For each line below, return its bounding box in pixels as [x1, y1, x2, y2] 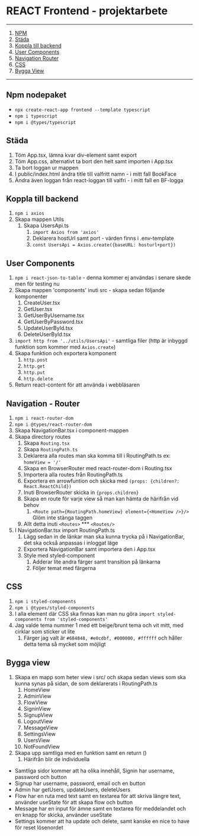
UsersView [23, 736, 50, 743]
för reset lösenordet [14, 824, 63, 831]
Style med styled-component [23, 552, 95, 559]
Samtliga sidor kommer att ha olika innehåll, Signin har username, [14, 767, 175, 774]
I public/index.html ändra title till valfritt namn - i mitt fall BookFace [14, 170, 176, 178]
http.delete [23, 376, 53, 382]
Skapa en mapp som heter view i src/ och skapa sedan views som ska [14, 673, 187, 680]
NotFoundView [23, 743, 60, 750]
